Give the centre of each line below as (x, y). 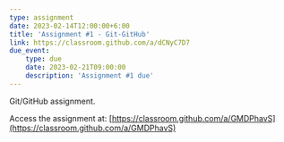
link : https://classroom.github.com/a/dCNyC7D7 (100, 42)
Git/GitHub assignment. (52, 101)
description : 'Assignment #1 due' (90, 76)
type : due (44, 59)
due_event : (30, 51)
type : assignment (42, 17)
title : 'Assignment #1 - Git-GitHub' (80, 34)
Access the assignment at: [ (61, 118)
